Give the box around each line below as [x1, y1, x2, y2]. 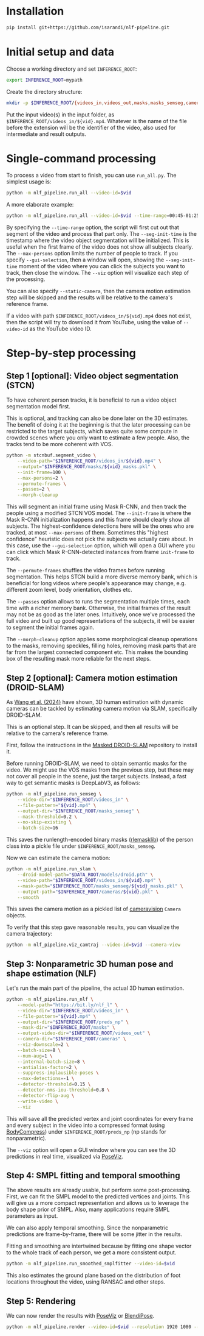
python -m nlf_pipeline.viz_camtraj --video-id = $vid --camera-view [6, 942, 181, 948]
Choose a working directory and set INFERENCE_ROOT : [6, 65, 137, 73]
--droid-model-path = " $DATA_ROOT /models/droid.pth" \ [17, 872, 154, 878]
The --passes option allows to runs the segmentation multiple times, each [6, 598, 190, 605]
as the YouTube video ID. [29, 325, 92, 333]
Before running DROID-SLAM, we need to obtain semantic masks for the [6, 760, 187, 767]
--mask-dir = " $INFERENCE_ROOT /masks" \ [17, 1025, 115, 1031]
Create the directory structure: [6, 88, 83, 95]
